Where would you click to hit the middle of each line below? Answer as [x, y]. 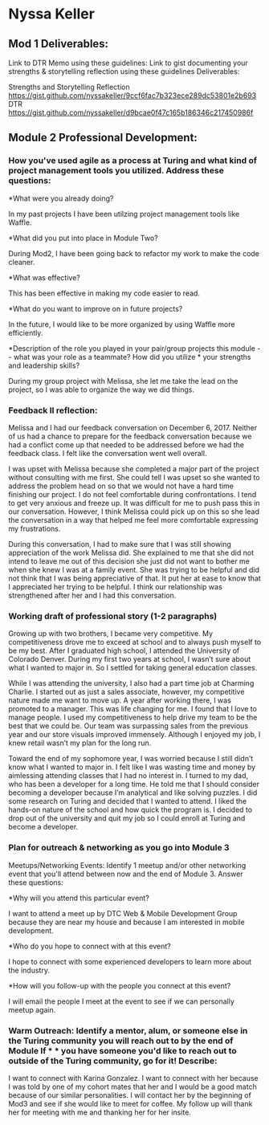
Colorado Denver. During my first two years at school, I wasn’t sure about [130, 659]
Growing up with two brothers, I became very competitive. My [111, 634]
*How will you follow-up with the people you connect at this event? [120, 985]
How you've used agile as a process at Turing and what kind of [132, 161]
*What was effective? [44, 277]
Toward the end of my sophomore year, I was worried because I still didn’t [131, 759]
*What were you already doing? [61, 198]
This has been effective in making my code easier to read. [104, 293]
